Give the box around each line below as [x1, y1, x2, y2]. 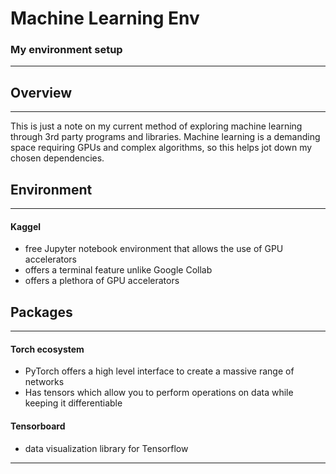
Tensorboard [10, 420, 66, 432]
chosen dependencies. [10, 152, 105, 164]
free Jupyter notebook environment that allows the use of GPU [24, 243, 284, 255]
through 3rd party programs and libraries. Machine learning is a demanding [10, 131, 321, 143]
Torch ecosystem [10, 343, 85, 355]
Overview [10, 84, 73, 101]
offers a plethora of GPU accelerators [24, 275, 180, 287]
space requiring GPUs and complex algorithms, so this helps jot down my [10, 142, 313, 154]
